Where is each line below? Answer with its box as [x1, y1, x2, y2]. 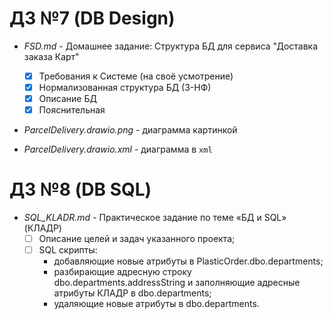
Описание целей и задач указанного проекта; [38, 233, 236, 245]
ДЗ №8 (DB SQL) [9, 178, 152, 201]
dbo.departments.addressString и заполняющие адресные [53, 277, 301, 289]
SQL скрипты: [38, 244, 98, 256]
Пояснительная [38, 104, 106, 116]
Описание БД [38, 93, 97, 105]
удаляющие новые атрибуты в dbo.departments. [53, 298, 260, 310]
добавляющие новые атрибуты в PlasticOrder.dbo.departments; [53, 255, 324, 267]
